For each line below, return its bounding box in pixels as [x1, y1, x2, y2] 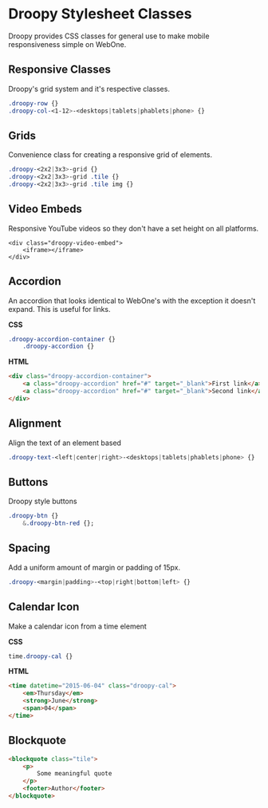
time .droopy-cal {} [8, 652, 73, 660]
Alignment [8, 416, 61, 431]
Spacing [8, 542, 50, 555]
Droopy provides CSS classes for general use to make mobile [8, 31, 210, 41]
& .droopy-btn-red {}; [22, 519, 94, 527]
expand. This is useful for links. [8, 304, 111, 313]
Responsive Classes [8, 63, 112, 77]
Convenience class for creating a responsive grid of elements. [8, 150, 213, 160]
